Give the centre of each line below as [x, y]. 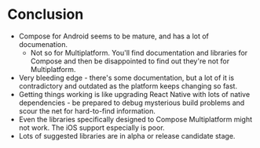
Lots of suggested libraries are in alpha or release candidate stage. [127, 135]
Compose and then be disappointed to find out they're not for [130, 61]
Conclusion [46, 14]
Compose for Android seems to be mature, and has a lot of [114, 36]
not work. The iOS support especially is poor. [92, 128]
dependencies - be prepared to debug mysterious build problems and [132, 103]
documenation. [43, 44]
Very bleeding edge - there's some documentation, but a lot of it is [126, 78]
